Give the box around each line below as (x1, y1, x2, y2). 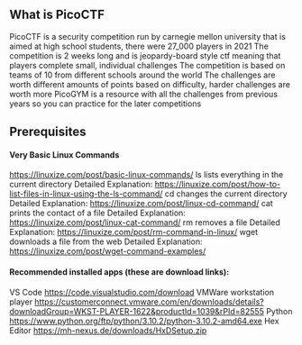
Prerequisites (9, 124, 87, 140)
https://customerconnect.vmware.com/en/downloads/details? (34, 296, 264, 307)
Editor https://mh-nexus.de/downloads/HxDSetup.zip (9, 324, 207, 336)
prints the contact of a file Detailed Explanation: (9, 207, 187, 219)
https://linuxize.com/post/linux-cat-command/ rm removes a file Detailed (9, 217, 281, 228)
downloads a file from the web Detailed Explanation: (9, 236, 203, 247)
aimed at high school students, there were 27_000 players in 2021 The (9, 41, 269, 51)
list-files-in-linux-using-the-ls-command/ (9, 188, 163, 199)
